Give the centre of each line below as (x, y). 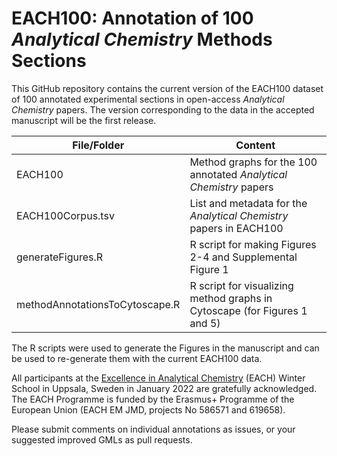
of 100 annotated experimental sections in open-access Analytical (148, 99)
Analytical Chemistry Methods (142, 39)
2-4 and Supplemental (243, 257)
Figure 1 (209, 269)
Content (255, 145)
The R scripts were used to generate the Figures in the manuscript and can (165, 348)
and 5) (205, 323)
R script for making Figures (253, 244)
